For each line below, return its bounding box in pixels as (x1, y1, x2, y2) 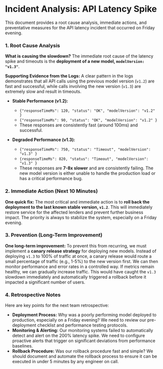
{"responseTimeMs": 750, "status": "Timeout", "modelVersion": (19, 147, 151, 152)
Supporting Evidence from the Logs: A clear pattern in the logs (5, 73, 133, 79)
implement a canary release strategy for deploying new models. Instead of (5, 248, 157, 254)
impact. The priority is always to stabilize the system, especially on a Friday (5, 214, 157, 220)
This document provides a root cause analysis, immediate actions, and (5, 20, 147, 25)
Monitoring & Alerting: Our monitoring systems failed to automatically (12, 328, 153, 333)
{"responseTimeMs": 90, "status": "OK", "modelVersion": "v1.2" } (19, 118, 158, 123)
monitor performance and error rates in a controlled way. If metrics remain (5, 264, 155, 269)
